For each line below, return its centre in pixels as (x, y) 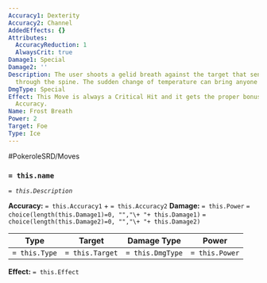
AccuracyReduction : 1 (51, 45)
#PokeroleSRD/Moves (44, 156)
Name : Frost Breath (41, 112)
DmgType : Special (37, 89)
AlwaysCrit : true (44, 52)
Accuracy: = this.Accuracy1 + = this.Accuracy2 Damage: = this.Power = (129, 205)
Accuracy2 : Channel (41, 23)
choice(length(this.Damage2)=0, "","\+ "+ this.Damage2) (104, 222)
